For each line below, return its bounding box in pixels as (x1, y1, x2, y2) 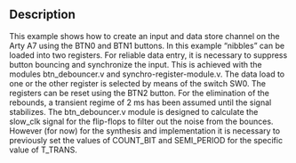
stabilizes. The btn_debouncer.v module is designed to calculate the (9, 106, 259, 117)
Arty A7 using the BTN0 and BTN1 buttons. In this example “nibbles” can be (9, 40, 285, 51)
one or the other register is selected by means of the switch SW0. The (9, 77, 267, 88)
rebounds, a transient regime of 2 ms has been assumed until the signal (9, 97, 272, 108)
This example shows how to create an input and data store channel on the (9, 30, 280, 41)
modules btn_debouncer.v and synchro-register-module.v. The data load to (9, 69, 285, 79)
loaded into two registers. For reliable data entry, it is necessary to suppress (9, 49, 288, 61)
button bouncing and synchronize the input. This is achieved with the (9, 59, 262, 69)
